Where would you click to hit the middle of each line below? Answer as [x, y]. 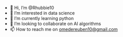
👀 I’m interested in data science [42, 13]
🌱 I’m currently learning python [42, 18]
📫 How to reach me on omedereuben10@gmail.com [64, 29]
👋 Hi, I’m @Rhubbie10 [32, 8]
